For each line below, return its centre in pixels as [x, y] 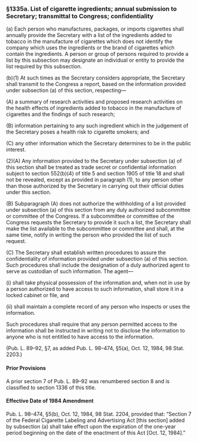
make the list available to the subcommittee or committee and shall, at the [95, 229]
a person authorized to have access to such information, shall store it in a [95, 289]
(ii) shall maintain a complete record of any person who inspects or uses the [98, 307]
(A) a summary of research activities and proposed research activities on [94, 102]
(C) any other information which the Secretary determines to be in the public [98, 144]
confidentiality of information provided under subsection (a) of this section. [97, 259]
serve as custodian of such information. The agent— [70, 271]
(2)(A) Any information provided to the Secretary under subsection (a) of [94, 161]
